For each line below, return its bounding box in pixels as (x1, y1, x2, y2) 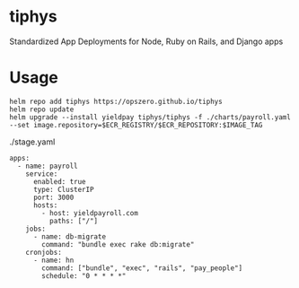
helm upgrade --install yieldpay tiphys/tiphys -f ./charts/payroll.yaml (9, 112, 292, 122)
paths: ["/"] (48, 216, 99, 225)
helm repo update (9, 105, 75, 114)
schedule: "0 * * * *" (41, 271, 127, 280)
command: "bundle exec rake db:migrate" (41, 240, 195, 249)
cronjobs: (25, 248, 63, 257)
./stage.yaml (9, 136, 56, 147)
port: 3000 (32, 193, 75, 202)
